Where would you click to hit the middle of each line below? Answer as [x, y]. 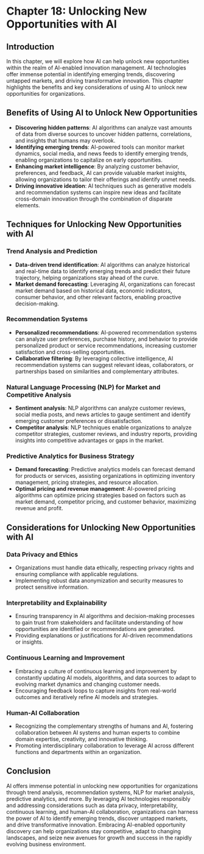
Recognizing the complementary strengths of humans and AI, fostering [104, 726]
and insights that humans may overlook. [65, 140]
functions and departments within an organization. [78, 752]
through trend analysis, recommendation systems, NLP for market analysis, [100, 792]
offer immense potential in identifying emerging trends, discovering [91, 74]
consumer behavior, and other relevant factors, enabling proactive [98, 297]
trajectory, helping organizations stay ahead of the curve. [87, 277]
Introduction [30, 47]
